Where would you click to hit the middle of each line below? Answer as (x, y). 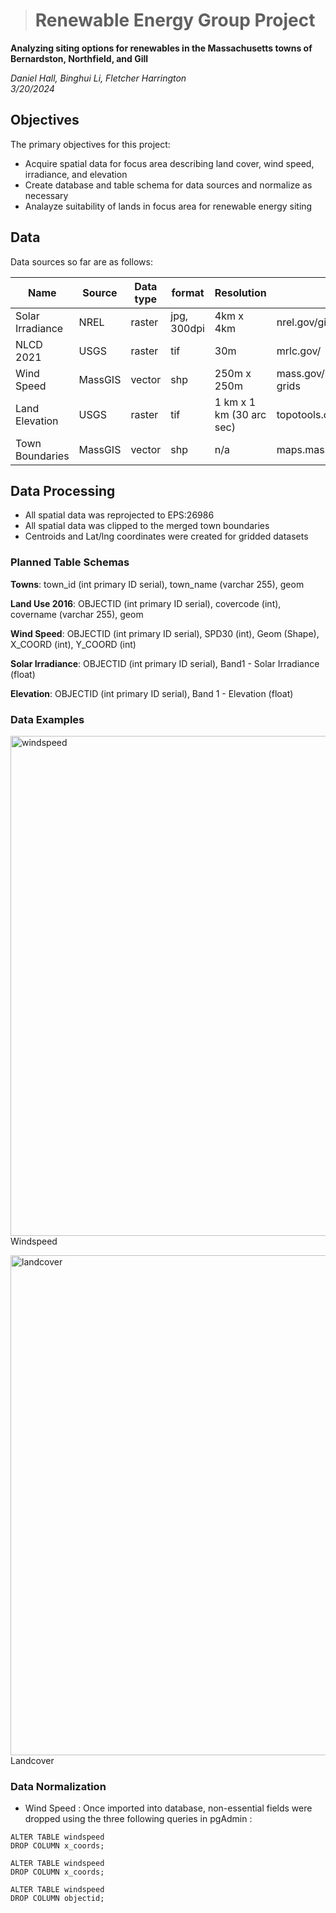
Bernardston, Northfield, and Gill (79, 58)
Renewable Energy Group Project (175, 20)
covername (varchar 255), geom (77, 614)
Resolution (240, 292)
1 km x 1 (235, 402)
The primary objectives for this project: (90, 144)
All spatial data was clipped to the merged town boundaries (147, 526)
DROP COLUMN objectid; (57, 1899)
